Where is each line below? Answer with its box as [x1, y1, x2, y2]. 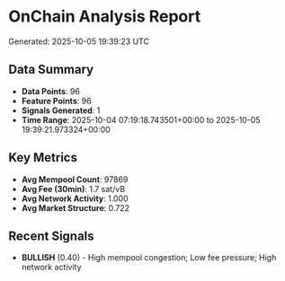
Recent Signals [8, 228, 95, 243]
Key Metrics [8, 150, 78, 165]
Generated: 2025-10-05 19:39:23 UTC [8, 36, 150, 47]
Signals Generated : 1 [21, 105, 101, 116]
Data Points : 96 [21, 85, 80, 96]
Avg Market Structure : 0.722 [21, 202, 130, 213]
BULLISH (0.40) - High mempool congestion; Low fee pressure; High [21, 252, 277, 263]
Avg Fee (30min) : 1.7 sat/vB [21, 183, 126, 194]
